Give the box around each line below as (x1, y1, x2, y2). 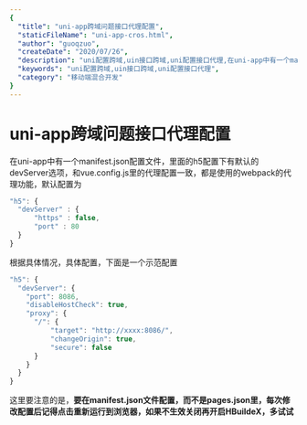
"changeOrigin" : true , (49, 335, 137, 344)
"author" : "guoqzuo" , (17, 38, 101, 48)
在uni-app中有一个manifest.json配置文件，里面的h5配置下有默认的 (9, 155, 259, 166)
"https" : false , (33, 214, 101, 223)
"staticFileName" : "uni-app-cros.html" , (17, 30, 174, 39)
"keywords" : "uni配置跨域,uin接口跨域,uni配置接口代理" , (17, 65, 219, 74)
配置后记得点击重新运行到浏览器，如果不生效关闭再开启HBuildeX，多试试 (16, 406, 294, 417)
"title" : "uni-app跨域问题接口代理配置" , (17, 22, 164, 31)
